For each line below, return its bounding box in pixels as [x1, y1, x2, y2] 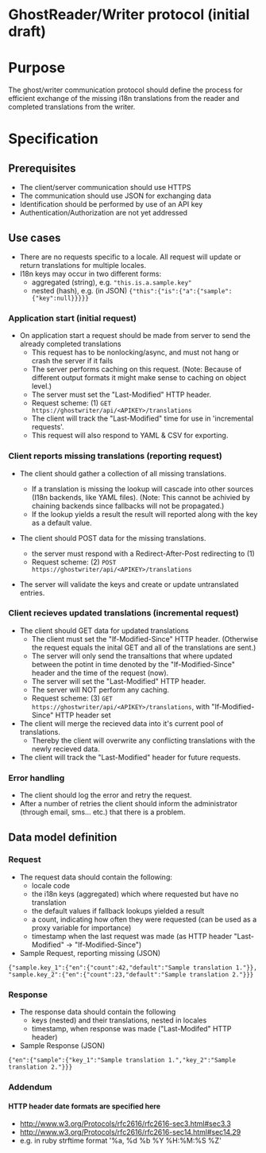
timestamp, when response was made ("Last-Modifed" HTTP [31, 1024, 232, 1034]
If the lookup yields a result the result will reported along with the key [31, 509, 258, 518]
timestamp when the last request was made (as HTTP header [31, 931, 233, 941]
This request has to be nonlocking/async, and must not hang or [31, 347, 240, 357]
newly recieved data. [31, 743, 101, 753]
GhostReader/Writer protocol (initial [8, 6, 250, 24]
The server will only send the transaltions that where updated [31, 650, 233, 661]
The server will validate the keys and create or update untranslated [19, 579, 239, 589]
